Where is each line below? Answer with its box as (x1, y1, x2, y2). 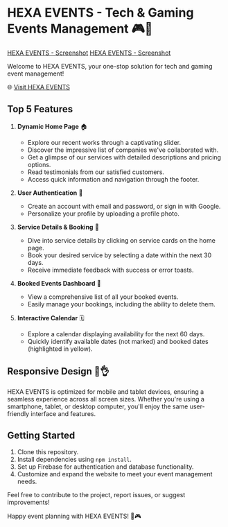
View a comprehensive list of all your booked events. (27, 293, 179, 301)
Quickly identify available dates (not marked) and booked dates (27, 337, 209, 345)
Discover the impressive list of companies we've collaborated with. (27, 146, 219, 154)
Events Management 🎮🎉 (7, 21, 153, 37)
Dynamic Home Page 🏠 (17, 122, 88, 130)
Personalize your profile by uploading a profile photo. (27, 209, 180, 218)
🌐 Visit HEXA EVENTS (7, 83, 71, 91)
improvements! (7, 498, 50, 507)
